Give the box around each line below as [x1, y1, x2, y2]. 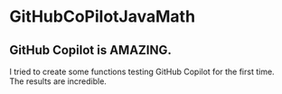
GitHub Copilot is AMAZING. [9, 42, 172, 58]
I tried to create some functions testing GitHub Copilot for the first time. [9, 66, 275, 77]
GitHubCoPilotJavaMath [9, 6, 196, 27]
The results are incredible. [9, 76, 107, 87]
